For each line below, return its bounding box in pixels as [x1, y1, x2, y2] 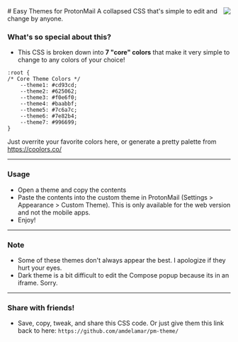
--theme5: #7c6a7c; [20, 106, 78, 114]
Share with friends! [7, 302, 75, 312]
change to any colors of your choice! [17, 56, 125, 64]
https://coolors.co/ [7, 145, 62, 154]
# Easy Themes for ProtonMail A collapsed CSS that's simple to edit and [7, 7, 218, 15]
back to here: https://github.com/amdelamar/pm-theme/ [17, 326, 179, 335]
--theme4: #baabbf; [20, 101, 78, 108]
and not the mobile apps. [17, 208, 91, 217]
